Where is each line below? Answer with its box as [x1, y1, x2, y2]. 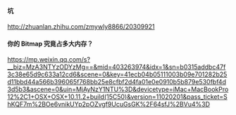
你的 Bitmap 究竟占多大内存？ [7, 39, 94, 48]
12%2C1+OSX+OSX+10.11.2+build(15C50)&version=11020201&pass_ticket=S [7, 93, 228, 101]
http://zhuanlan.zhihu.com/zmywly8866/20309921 [7, 22, 155, 31]
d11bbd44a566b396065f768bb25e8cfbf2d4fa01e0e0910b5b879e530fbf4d [7, 78, 227, 86]
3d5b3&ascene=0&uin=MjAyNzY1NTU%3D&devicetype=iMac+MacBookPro [7, 85, 229, 94]
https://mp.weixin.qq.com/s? [7, 55, 90, 64]
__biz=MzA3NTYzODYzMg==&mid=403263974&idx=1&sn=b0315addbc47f [7, 63, 226, 72]
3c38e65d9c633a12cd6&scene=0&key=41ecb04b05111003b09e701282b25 [7, 70, 228, 79]
